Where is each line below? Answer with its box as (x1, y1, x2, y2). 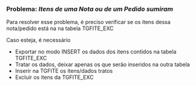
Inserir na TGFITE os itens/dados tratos (15, 67, 113, 75)
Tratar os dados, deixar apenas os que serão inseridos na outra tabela (15, 61, 191, 68)
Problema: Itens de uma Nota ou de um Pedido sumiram (6, 5, 174, 13)
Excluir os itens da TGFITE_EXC (15, 74, 94, 81)
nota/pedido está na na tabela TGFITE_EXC (6, 25, 114, 32)
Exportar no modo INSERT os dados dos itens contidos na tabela (15, 48, 177, 55)
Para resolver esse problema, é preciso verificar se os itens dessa (6, 19, 171, 26)
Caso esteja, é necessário (6, 37, 71, 44)
